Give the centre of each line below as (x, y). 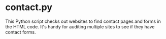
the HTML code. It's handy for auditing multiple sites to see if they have (80, 26)
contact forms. (21, 32)
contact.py (29, 7)
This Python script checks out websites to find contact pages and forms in (83, 21)
